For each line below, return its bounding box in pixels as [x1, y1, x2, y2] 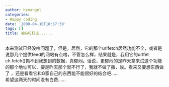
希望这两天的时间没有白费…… [5, 76, 66, 82]
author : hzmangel [5, 7, 42, 13]
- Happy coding [5, 17, 37, 22]
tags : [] [5, 26, 24, 31]
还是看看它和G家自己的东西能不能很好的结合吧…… [15, 70, 119, 76]
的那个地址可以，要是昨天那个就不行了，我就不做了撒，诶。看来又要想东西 [5, 64, 159, 70]
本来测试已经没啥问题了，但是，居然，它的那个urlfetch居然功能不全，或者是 [5, 45, 162, 51]
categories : [5, 12, 30, 17]
